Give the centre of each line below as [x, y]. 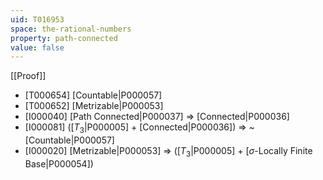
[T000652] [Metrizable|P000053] [94, 106]
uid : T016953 [37, 19]
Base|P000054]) [59, 163]
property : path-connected [64, 38]
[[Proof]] [28, 76]
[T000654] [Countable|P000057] [93, 95]
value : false [37, 47]
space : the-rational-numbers [71, 29]
